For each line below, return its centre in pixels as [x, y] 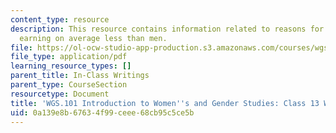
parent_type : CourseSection [69, 85]
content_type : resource [60, 19]
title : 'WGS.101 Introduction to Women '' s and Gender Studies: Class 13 [165, 103]
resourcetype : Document [60, 94]
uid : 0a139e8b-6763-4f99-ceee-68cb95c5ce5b [102, 112]
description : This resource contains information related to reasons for [167, 29]
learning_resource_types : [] [71, 66]
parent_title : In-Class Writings [80, 76]
